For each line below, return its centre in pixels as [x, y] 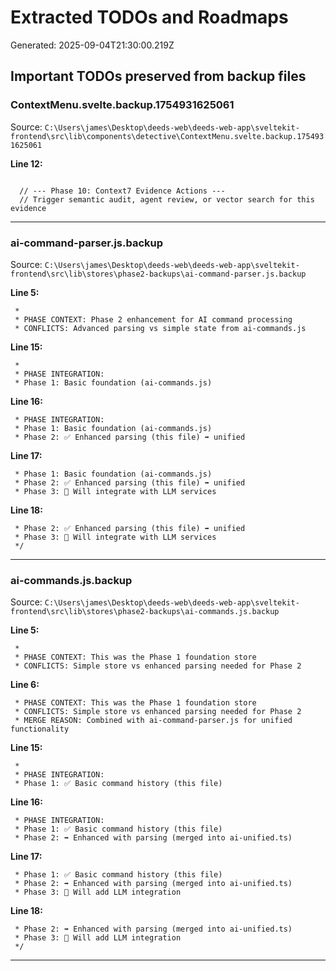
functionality [40, 729]
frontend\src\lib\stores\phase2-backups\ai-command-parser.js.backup [158, 274]
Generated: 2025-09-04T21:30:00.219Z [92, 45]
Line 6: [25, 685]
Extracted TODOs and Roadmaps [149, 17]
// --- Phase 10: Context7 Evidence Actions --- [122, 191]
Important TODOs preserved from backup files [158, 76]
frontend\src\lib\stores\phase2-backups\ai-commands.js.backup [145, 612]
